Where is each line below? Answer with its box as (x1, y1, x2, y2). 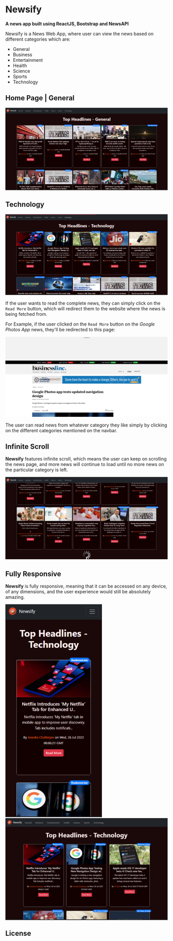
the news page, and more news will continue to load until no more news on (5, 461, 164, 468)
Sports (12, 73, 27, 79)
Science (12, 68, 30, 74)
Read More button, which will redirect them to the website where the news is (5, 305, 166, 312)
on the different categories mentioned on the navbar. (5, 427, 117, 433)
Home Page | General (5, 94, 75, 102)
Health (12, 62, 27, 68)
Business (12, 51, 32, 58)
